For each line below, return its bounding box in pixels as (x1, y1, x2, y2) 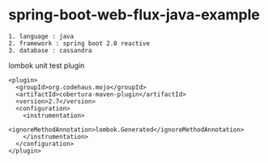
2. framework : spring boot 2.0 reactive (8, 39, 151, 48)
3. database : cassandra (8, 46, 92, 54)
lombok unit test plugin (8, 61, 85, 70)
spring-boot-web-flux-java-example (8, 6, 261, 24)
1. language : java (8, 32, 74, 40)
